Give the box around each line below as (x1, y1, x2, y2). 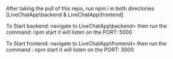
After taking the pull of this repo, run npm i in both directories (6, 5, 155, 12)
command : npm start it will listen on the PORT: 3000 (6, 46, 134, 53)
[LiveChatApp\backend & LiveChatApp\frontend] (6, 11, 124, 18)
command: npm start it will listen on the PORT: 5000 (6, 29, 132, 36)
